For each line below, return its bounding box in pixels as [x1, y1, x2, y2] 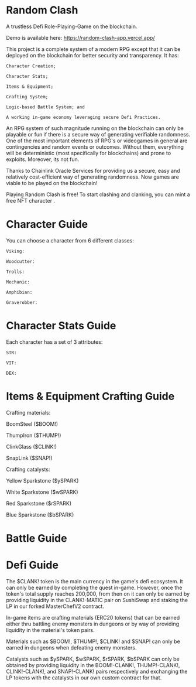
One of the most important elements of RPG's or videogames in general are [6, 137, 188, 144]
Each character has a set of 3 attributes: [6, 338, 103, 346]
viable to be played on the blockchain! [6, 179, 98, 186]
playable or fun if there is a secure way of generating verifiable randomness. [6, 131, 191, 138]
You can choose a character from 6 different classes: [6, 237, 135, 244]
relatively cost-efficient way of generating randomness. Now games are [6, 173, 180, 180]
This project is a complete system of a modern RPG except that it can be [6, 45, 181, 53]
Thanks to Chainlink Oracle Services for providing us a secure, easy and [6, 167, 180, 174]
